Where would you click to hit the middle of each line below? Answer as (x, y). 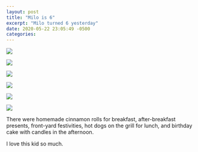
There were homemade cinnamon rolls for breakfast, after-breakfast (91, 119)
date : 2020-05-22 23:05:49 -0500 (48, 29)
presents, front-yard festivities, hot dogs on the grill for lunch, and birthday (99, 126)
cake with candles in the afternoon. (50, 132)
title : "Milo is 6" (31, 17)
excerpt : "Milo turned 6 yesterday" (52, 23)
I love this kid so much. (35, 144)
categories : (21, 34)
